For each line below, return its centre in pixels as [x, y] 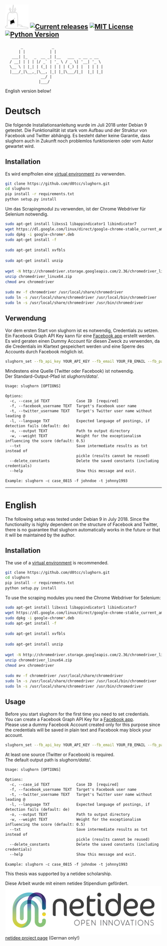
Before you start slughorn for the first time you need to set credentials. [78, 714]
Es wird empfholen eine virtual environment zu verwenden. [65, 174]
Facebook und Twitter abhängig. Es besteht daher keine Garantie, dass [78, 135]
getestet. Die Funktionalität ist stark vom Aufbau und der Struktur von [76, 130]
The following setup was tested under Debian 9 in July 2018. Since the [77, 519]
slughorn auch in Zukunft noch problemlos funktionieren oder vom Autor [79, 141]
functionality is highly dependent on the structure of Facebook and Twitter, [82, 524]
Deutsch [23, 111]
